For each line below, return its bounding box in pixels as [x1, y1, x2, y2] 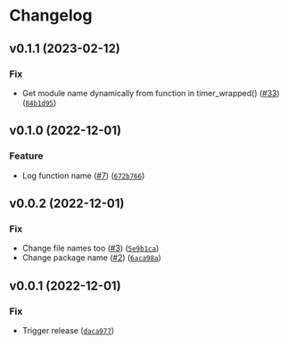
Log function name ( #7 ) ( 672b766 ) [21, 170, 145, 181]
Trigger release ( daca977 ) [21, 324, 114, 335]
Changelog [9, 5, 93, 26]
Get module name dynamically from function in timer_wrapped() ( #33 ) [21, 87, 281, 98]
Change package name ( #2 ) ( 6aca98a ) [21, 252, 162, 263]
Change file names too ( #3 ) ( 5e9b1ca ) [21, 242, 160, 254]
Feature [9, 150, 44, 162]
